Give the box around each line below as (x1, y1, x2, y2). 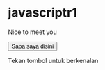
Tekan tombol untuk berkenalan (8, 56, 99, 64)
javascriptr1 (8, 5, 77, 21)
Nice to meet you (8, 28, 58, 36)
